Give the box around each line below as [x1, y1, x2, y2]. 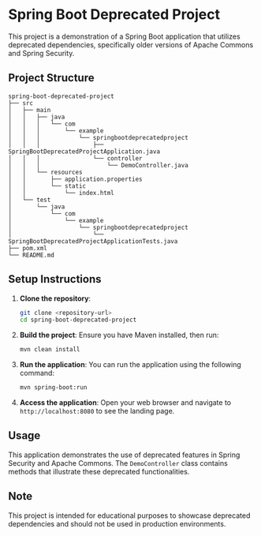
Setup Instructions [8, 272, 102, 286]
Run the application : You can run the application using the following [19, 360, 242, 369]
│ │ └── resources [8, 168, 83, 176]
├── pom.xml [8, 244, 47, 252]
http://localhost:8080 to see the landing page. [19, 407, 175, 416]
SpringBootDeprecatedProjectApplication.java [8, 148, 160, 156]
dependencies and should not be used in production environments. [8, 519, 226, 528]
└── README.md [8, 251, 55, 259]
